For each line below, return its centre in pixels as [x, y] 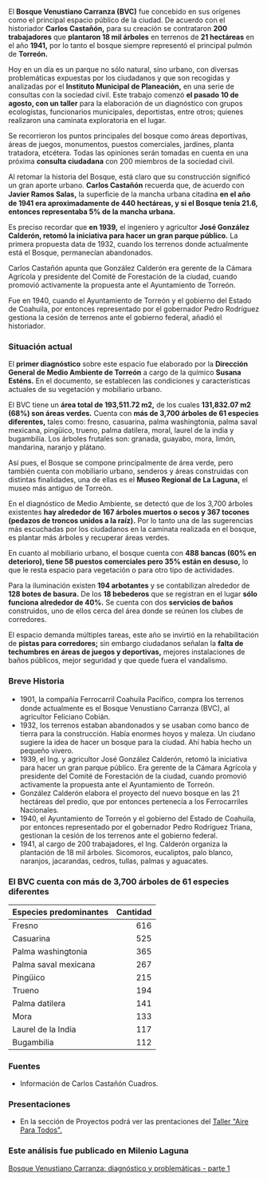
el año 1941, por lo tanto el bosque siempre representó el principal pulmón [130, 46]
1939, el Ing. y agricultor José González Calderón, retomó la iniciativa [133, 759]
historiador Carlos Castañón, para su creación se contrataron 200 [118, 28]
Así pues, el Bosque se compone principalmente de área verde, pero [121, 463]
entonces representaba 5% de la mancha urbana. [92, 212]
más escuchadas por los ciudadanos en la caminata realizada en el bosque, [132, 529]
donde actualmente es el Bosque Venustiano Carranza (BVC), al [124, 708]
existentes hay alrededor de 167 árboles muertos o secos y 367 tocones [129, 512]
